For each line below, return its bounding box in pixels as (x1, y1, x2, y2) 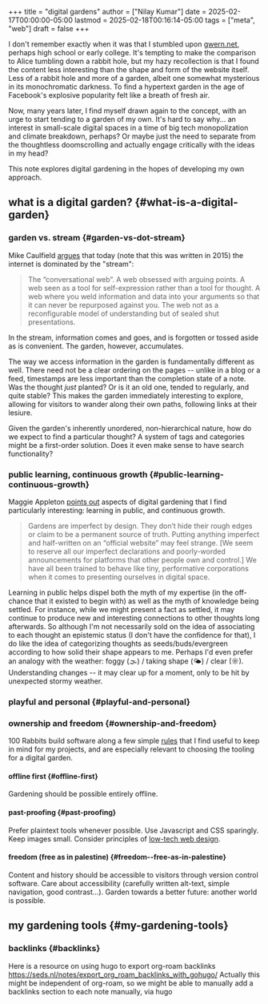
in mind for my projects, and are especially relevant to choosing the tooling (8, 744, 254, 754)
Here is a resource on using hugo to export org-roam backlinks (8, 961, 216, 970)
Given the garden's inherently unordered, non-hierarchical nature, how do (8, 423, 252, 433)
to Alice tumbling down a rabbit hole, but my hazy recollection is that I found (8, 56, 260, 66)
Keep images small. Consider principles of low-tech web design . (8, 833, 221, 844)
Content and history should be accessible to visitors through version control (8, 869, 258, 880)
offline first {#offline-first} (8, 771, 98, 780)
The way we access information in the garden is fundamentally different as (8, 357, 254, 366)
